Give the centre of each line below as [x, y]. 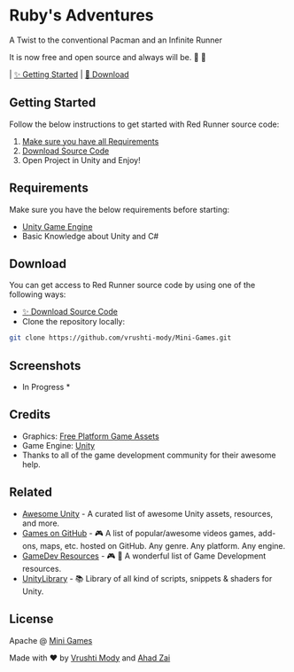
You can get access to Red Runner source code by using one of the [132, 285]
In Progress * [46, 387]
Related [31, 492]
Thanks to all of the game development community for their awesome [149, 455]
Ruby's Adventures [81, 16]
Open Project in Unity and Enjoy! [81, 160]
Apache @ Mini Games [51, 640]
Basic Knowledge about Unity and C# [90, 236]
